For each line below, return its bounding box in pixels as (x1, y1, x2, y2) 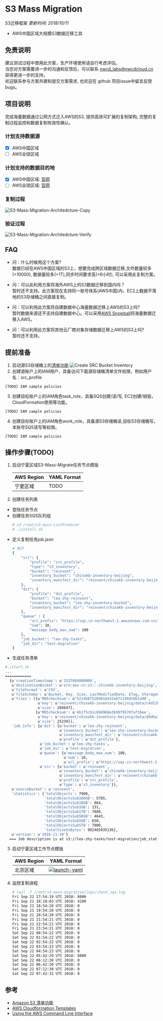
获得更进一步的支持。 (5, 72, 48, 78)
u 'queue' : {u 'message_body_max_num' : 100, (39, 750, 127, 756)
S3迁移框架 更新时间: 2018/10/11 (5, 20, 69, 26)
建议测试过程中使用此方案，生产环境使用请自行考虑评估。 (5, 60, 120, 66)
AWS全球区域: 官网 (12, 182, 50, 188)
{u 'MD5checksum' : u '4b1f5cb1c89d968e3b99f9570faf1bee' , (35, 710, 151, 715)
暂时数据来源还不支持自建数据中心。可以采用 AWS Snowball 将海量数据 (12, 310, 152, 316)
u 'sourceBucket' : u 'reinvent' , (11, 787, 75, 792)
